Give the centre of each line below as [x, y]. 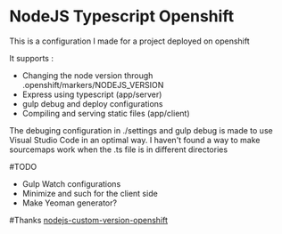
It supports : [31, 58]
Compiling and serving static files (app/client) [106, 113]
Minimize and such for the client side [90, 193]
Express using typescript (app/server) [92, 94]
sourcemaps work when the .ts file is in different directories [119, 149]
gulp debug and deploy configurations [92, 103]
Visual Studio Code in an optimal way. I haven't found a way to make [135, 140]
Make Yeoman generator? [70, 203]
